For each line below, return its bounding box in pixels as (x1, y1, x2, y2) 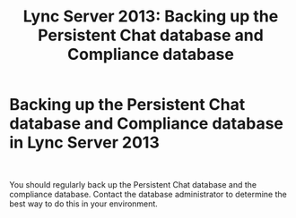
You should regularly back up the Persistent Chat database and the (9, 179, 257, 189)
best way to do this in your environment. (9, 198, 159, 209)
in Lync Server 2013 (9, 132, 160, 153)
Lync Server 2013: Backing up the (22, 6, 279, 27)
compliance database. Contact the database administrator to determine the (9, 189, 287, 199)
